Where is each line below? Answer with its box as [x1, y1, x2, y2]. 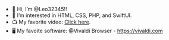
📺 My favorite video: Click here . [11, 18, 91, 25]
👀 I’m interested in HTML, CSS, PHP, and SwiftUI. [11, 12, 132, 19]
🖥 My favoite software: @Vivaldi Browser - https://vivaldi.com [11, 27, 163, 34]
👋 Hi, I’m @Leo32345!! [11, 6, 67, 12]
